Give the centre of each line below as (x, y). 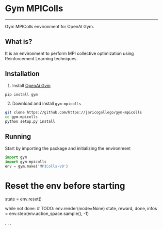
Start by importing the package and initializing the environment (68, 148)
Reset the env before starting (65, 186)
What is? (19, 42)
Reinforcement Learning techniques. (41, 58)
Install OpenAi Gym (31, 85)
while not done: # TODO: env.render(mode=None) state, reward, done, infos (81, 209)
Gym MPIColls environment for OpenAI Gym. (50, 26)
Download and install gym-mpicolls (47, 104)
